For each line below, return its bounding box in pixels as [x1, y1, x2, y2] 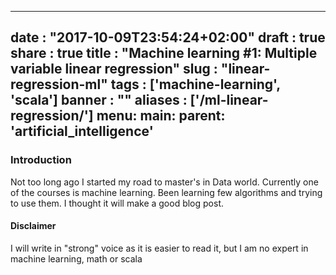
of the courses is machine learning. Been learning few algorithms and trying [10, 186, 323, 198]
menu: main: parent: [96, 107, 226, 125]
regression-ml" [10, 76, 108, 93]
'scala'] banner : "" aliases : [10, 92, 188, 109]
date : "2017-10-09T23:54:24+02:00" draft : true [10, 29, 326, 46]
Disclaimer [10, 220, 57, 232]
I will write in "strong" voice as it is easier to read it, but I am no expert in [10, 242, 309, 254]
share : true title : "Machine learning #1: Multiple [10, 45, 318, 62]
